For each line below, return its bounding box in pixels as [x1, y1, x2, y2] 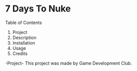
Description [12, 34, 36, 40]
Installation [12, 39, 35, 45]
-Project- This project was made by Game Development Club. [5, 60, 132, 66]
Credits [12, 50, 28, 56]
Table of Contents [5, 19, 42, 25]
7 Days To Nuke [5, 3, 71, 14]
